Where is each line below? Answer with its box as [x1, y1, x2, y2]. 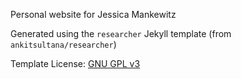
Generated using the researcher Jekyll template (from [10, 28, 232, 39]
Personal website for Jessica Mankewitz [10, 9, 177, 20]
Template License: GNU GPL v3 [10, 58, 141, 69]
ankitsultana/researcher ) [10, 39, 117, 50]
